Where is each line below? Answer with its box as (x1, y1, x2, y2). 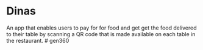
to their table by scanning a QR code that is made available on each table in (6, 30, 196, 37)
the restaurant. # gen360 (6, 37, 69, 44)
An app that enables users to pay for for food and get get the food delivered (6, 24, 197, 31)
